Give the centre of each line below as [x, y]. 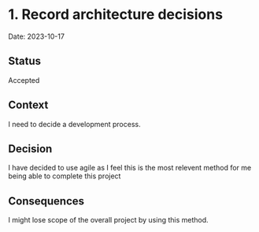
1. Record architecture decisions [115, 15]
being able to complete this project [65, 176]
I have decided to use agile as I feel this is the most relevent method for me [130, 168]
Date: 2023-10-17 [37, 36]
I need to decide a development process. [74, 124]
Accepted [24, 80]
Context [28, 105]
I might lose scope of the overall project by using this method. [108, 220]
